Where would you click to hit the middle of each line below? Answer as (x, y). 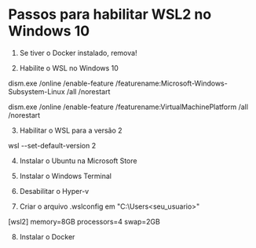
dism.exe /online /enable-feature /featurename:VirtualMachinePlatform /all (128, 107)
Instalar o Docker (47, 236)
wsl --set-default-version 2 (52, 145)
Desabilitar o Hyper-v (54, 191)
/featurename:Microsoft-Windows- (171, 83)
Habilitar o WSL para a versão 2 (71, 130)
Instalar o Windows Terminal (66, 176)
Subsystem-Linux (37, 91)
